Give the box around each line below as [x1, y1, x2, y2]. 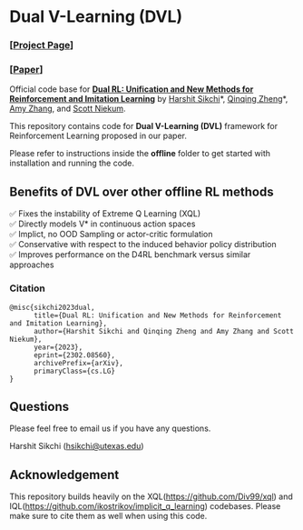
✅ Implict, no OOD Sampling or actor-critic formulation [9, 229, 213, 240]
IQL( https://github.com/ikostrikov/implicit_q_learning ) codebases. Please [9, 501, 281, 512]
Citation [9, 282, 45, 295]
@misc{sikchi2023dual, [9, 303, 95, 312]
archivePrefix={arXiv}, [33, 358, 124, 367]
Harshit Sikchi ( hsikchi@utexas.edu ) [9, 441, 144, 452]
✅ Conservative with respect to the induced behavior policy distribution [9, 239, 277, 250]
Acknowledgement [9, 466, 120, 483]
